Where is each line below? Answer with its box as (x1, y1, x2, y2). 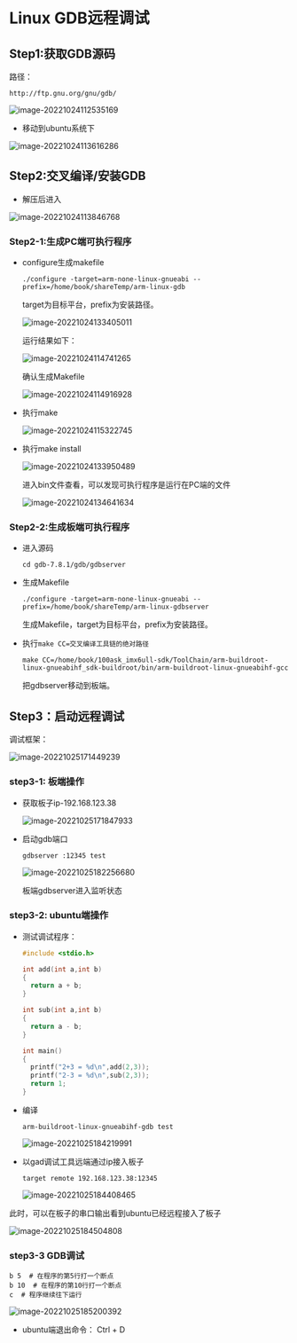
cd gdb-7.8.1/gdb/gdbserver (21, 561, 126, 569)
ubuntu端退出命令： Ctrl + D (21, 1324, 126, 1335)
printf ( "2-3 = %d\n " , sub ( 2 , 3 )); (30, 1071, 151, 1080)
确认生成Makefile (21, 372, 85, 382)
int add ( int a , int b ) (21, 964, 103, 974)
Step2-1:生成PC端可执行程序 (9, 235, 132, 247)
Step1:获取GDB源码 (9, 46, 116, 61)
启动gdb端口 (21, 833, 68, 844)
